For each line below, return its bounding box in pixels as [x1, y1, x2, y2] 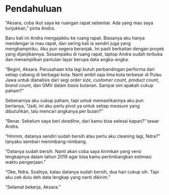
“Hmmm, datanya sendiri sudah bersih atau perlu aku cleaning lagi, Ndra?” [5, 133, 160, 139]
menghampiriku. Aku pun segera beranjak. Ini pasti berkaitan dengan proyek [5, 45, 164, 52]
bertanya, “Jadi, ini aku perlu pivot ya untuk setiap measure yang [5, 103, 140, 109]
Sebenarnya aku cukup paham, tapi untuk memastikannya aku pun [5, 97, 144, 104]
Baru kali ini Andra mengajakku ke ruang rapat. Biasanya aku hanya [5, 35, 145, 41]
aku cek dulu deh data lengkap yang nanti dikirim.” [5, 174, 110, 180]
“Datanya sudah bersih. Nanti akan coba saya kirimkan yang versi [5, 148, 142, 154]
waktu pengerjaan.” [5, 159, 46, 165]
